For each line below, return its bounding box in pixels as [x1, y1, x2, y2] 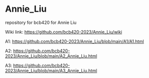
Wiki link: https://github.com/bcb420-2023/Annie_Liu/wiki [5, 29, 123, 35]
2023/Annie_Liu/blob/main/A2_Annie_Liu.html [5, 53, 97, 59]
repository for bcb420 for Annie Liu [5, 19, 77, 25]
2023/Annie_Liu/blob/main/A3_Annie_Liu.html [5, 67, 97, 74]
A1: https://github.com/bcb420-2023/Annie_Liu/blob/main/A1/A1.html [5, 38, 144, 44]
